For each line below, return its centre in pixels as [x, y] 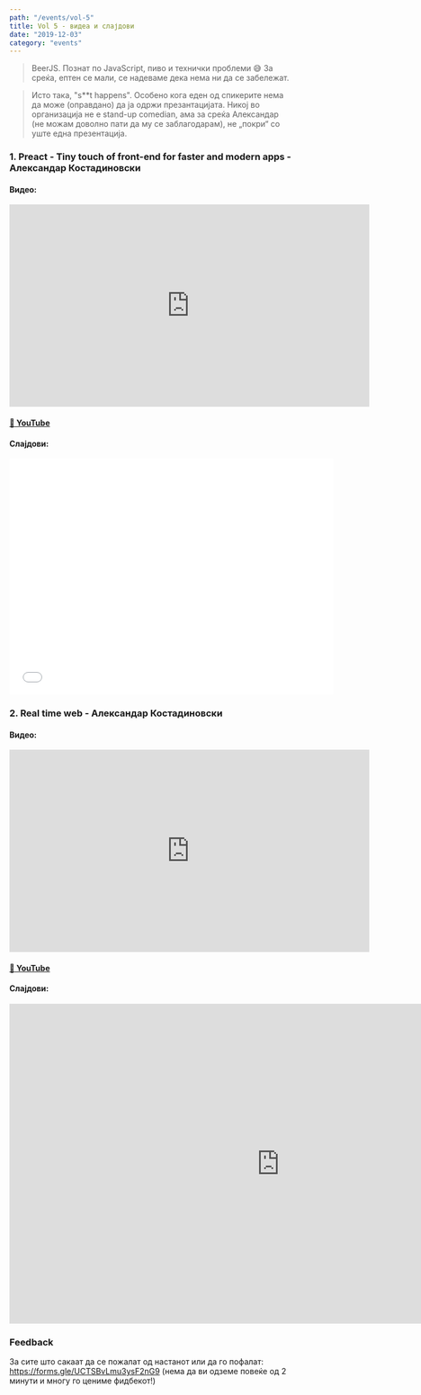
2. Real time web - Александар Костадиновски [116, 713]
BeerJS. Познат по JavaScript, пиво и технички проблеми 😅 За [152, 68]
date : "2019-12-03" [46, 34]
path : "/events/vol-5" [52, 18]
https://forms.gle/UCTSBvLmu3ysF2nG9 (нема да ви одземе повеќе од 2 [148, 1372]
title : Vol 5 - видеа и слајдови [72, 26]
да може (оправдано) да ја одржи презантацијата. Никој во [146, 105]
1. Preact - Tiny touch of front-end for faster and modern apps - [151, 156]
